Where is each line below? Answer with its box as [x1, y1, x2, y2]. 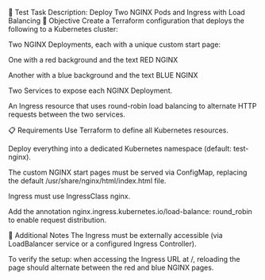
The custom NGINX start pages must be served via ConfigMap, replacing [8, 167, 248, 177]
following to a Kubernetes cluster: [8, 25, 119, 33]
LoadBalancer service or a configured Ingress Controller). [8, 239, 197, 248]
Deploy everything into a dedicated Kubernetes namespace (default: [8, 144, 232, 153]
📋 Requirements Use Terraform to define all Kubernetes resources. [8, 125, 229, 135]
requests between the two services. [8, 109, 125, 119]
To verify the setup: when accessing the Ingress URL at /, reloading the [8, 255, 240, 263]
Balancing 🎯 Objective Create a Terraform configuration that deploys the [8, 16, 244, 25]
